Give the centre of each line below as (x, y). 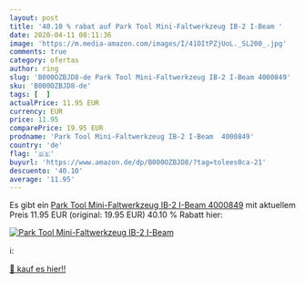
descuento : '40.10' (46, 171)
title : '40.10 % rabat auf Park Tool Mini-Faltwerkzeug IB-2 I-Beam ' (146, 26)
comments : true (38, 52)
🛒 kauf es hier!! (38, 269)
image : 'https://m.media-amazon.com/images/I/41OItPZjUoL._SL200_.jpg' (148, 43)
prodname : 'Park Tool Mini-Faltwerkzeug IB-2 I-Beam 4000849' (132, 137)
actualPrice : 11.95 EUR (55, 103)
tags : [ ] (30, 94)
